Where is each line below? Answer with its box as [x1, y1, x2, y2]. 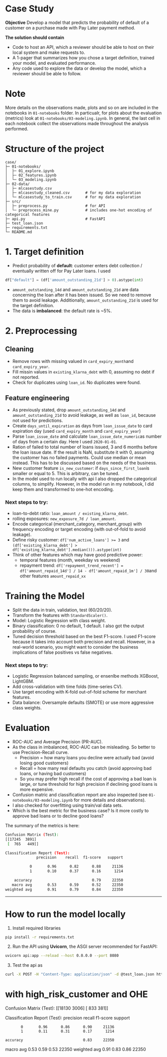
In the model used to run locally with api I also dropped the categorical [12, 476, 157, 482]
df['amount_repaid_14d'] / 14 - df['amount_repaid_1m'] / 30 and [19, 567, 157, 573]
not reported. [12, 374, 40, 380]
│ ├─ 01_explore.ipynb [5, 168, 55, 174]
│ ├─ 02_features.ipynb [5, 173, 57, 177]
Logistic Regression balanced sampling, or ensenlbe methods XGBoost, [12, 673, 159, 679]
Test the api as [12, 962, 43, 968]
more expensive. [19, 786, 54, 792]
